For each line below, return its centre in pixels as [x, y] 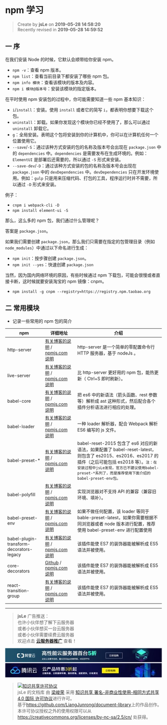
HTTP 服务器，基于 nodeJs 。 [108, 353]
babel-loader [21, 427]
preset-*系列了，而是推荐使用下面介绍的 [114, 473]
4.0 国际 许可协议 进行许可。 [46, 698]
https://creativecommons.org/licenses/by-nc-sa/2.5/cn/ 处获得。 [84, 717]
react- [14, 585]
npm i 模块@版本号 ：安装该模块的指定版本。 [56, 89]
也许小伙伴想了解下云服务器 [46, 623]
